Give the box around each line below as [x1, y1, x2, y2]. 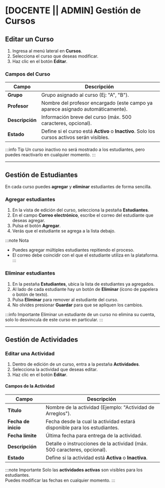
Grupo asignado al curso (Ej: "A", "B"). [41, 91, 129, 98]
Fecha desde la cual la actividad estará [46, 418, 136, 425]
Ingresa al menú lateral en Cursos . [12, 48, 82, 54]
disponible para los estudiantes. [46, 424, 119, 431]
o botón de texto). [12, 291, 49, 297]
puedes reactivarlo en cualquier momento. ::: [5, 152, 96, 158]
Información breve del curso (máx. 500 [41, 114, 132, 120]
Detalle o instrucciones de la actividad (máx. [46, 440, 148, 447]
